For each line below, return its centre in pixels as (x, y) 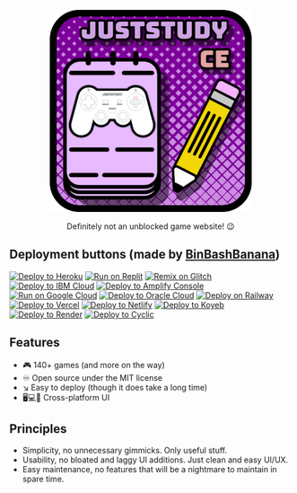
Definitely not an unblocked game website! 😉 (151, 226)
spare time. (43, 479)
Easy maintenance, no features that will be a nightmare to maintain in (150, 470)
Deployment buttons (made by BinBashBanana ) (145, 255)
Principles (38, 429)
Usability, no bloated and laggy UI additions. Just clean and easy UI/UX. (155, 460)
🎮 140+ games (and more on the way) (94, 365)
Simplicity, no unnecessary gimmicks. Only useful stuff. (125, 451)
